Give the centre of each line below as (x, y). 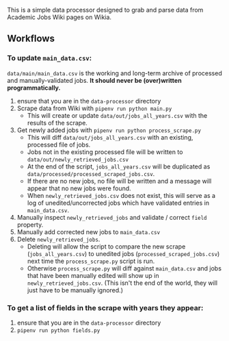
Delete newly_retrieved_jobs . (58, 239)
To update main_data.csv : (50, 58)
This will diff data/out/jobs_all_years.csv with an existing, (110, 137)
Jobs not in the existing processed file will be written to (105, 152)
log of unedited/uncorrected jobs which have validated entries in (118, 203)
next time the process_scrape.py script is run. (91, 261)
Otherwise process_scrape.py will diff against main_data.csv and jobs (124, 268)
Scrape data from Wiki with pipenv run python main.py (94, 108)
